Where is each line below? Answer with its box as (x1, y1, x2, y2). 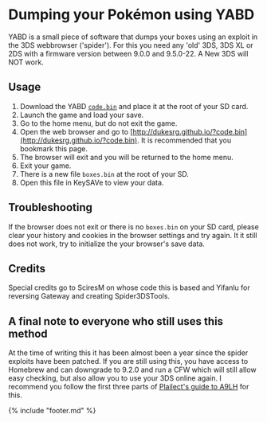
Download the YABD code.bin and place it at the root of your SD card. (19, 101, 249, 111)
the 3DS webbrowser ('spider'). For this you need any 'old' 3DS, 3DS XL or (8, 40, 253, 49)
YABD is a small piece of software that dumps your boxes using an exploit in (8, 32, 258, 41)
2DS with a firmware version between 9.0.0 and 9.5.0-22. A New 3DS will (8, 49, 249, 58)
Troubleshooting (8, 201, 93, 214)
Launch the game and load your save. (19, 110, 144, 119)
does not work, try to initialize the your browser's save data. (8, 239, 206, 248)
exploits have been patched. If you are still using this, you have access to (8, 357, 249, 366)
